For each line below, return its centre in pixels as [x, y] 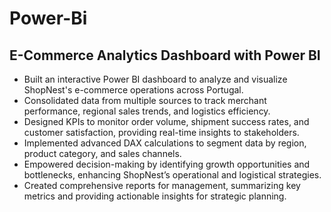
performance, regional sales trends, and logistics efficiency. [147, 111]
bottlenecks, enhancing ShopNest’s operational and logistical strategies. [172, 175]
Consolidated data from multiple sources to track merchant [145, 100]
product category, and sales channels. [102, 153]
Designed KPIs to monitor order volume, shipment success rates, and [166, 121]
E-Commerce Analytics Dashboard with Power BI [165, 55]
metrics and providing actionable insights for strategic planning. [155, 196]
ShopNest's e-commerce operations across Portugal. [133, 90]
